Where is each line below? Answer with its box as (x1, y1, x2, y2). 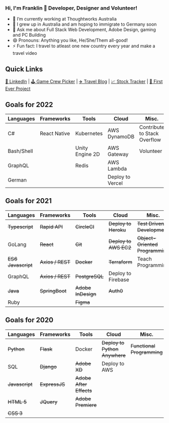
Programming (130, 349, 163, 356)
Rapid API (40, 223, 63, 230)
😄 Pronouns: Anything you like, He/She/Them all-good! (12, 37, 128, 43)
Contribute (139, 123, 165, 130)
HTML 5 (8, 398, 27, 405)
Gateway (107, 150, 129, 157)
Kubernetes (75, 130, 103, 137)
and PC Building (12, 32, 46, 38)
